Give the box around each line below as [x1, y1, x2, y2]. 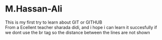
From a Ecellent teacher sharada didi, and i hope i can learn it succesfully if [5, 24, 157, 30]
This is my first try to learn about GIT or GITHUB [5, 19, 102, 25]
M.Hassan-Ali [5, 3, 62, 14]
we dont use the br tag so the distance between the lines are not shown [5, 29, 150, 35]
